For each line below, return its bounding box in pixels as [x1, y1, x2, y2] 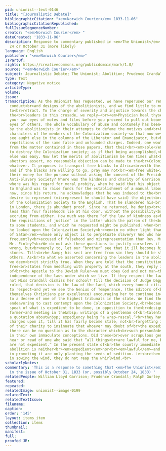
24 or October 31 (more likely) [9, 44, 77, 49]
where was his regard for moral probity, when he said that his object [9, 182, 161, 187]
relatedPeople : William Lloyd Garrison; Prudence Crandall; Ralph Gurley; [5, 374, 163, 379]
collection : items [5, 420, 43, 425]
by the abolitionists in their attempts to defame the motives [9, 126, 142, 131]
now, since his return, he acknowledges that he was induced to [9, 190, 145, 195]
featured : [5, 378, 26, 384]
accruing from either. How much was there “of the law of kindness [9, 214, 152, 219]
